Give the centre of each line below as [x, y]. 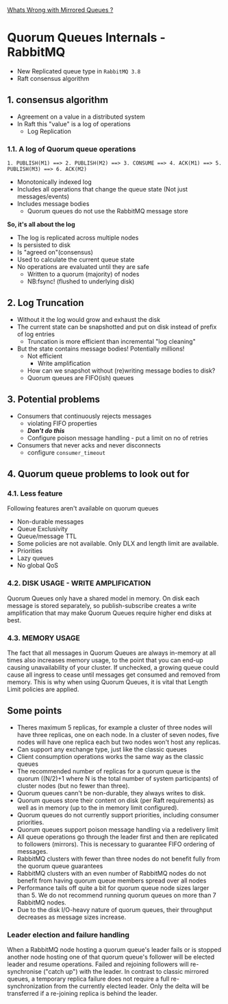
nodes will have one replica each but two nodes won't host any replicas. [119, 742]
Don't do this [46, 430]
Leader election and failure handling [68, 935]
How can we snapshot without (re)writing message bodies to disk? [121, 371]
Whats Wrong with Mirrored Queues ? [60, 10]
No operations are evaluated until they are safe [83, 267]
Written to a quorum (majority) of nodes [83, 275]
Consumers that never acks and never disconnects [89, 445]
